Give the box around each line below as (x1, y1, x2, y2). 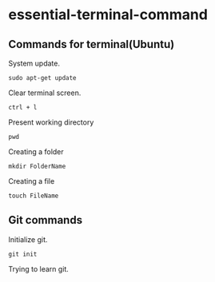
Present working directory (8, 117, 94, 127)
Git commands (8, 213, 82, 227)
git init (8, 250, 38, 258)
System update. (8, 58, 60, 68)
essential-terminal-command (8, 6, 208, 24)
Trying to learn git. (8, 264, 70, 273)
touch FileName (8, 192, 59, 200)
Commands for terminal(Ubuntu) (8, 38, 175, 51)
